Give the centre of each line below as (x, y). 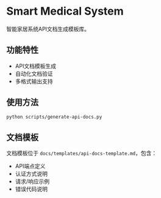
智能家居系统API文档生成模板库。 (48, 29)
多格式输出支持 (34, 81)
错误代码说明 (31, 189)
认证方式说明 (31, 174)
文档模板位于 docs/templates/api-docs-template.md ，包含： (82, 153)
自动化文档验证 (34, 73)
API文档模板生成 (36, 66)
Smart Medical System (65, 11)
